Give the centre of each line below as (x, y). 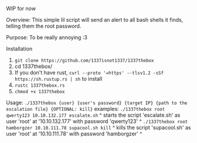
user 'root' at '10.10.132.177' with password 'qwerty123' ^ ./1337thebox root (97, 121)
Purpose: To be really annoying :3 (47, 37)
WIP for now (21, 8)
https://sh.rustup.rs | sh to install (58, 79)
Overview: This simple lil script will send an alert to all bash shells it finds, (95, 20)
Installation (19, 49)
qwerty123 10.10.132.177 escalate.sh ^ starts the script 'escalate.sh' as (93, 115)
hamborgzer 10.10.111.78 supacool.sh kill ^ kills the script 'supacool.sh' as (98, 127)
